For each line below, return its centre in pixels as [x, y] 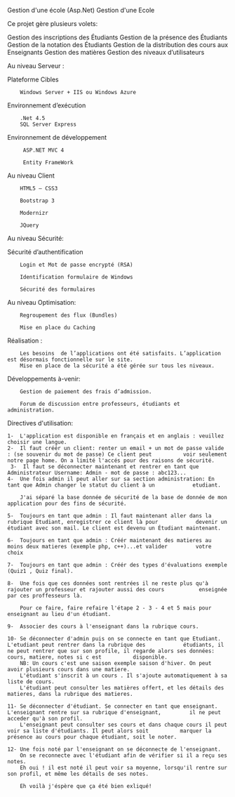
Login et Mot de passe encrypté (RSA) [76, 265]
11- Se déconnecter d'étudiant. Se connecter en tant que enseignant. [113, 706]
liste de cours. [31, 682]
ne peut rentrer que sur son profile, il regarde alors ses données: [111, 651]
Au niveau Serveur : [36, 66]
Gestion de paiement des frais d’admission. [86, 392]
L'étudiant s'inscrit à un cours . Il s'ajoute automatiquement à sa [124, 676]
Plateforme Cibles [33, 79]
